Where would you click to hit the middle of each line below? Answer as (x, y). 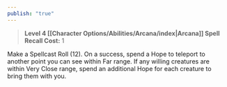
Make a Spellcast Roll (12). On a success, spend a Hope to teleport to (106, 54)
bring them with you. (37, 76)
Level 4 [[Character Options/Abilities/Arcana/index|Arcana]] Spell (122, 33)
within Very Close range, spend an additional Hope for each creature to (109, 68)
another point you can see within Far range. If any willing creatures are (109, 61)
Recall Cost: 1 (44, 40)
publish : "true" (31, 13)
